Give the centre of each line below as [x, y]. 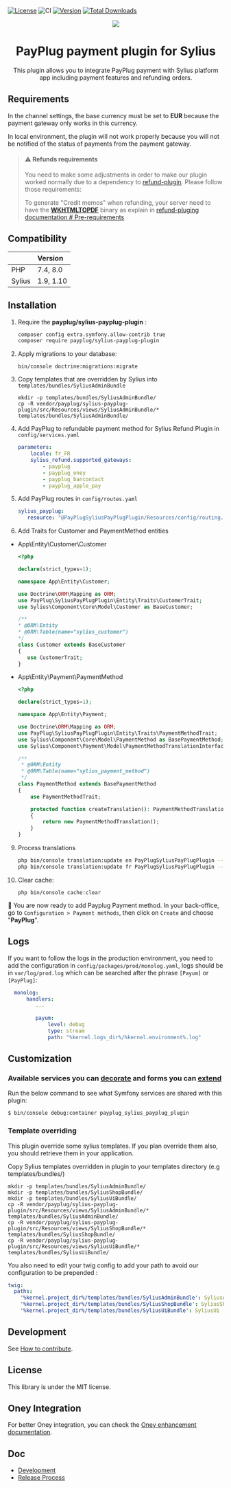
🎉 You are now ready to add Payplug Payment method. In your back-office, [113, 905]
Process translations [47, 848]
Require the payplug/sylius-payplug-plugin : [82, 322]
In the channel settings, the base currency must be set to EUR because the [113, 115]
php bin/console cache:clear [59, 892]
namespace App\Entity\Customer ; [64, 581]
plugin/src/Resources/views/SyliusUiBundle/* [74, 1246]
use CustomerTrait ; [55, 657]
